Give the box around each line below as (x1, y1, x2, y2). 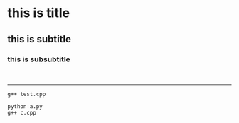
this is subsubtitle (7, 54, 71, 64)
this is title (7, 5, 70, 21)
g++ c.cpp (7, 109, 37, 116)
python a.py (7, 102, 43, 110)
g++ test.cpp (7, 90, 46, 98)
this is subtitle (7, 33, 72, 45)
